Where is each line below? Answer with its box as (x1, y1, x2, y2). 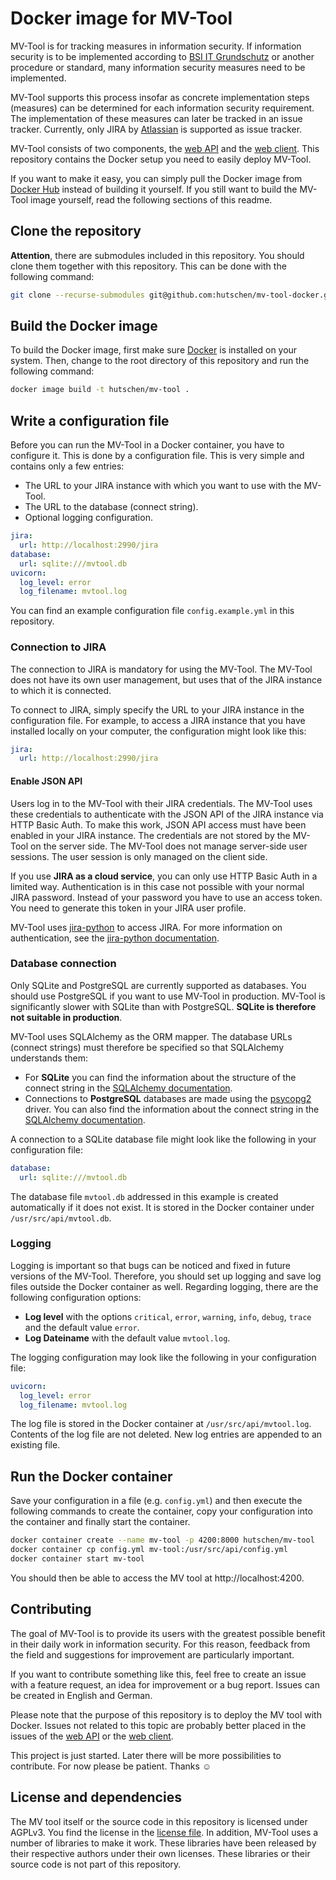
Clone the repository (10, 223, 142, 240)
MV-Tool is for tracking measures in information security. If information (10, 40, 302, 52)
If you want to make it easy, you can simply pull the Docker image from (10, 172, 303, 184)
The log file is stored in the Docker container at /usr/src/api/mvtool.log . (10, 1418, 312, 1430)
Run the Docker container (10, 1468, 173, 1485)
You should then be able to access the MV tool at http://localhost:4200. (10, 1572, 305, 1584)
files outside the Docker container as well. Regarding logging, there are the (10, 1280, 319, 1292)
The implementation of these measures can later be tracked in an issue (10, 112, 303, 124)
